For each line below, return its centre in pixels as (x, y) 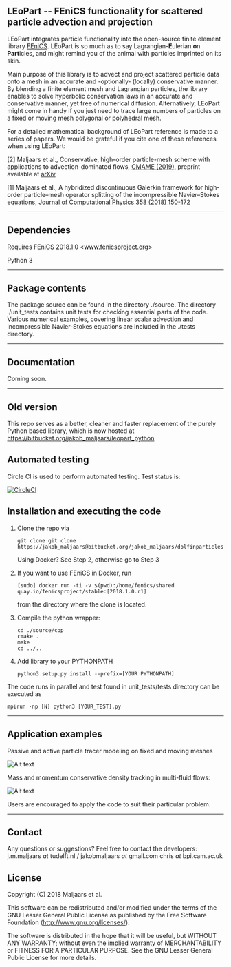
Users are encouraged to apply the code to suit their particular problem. (109, 804)
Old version (32, 407)
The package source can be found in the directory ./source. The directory (112, 305)
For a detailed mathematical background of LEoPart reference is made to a (113, 131)
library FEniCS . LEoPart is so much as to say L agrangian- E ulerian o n (104, 46)
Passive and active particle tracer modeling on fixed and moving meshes (110, 751)
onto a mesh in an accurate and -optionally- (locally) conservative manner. (113, 81)
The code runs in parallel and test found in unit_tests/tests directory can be (113, 686)
